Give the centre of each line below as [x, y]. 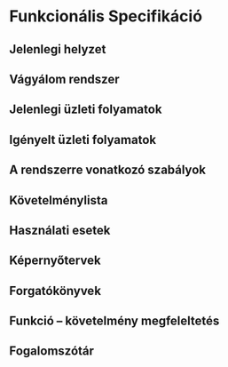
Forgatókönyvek [55, 291]
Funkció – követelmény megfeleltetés [114, 321]
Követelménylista [59, 200]
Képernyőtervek [55, 261]
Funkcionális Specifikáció [106, 16]
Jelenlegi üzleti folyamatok [86, 110]
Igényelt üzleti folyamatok [83, 140]
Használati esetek [60, 230]
